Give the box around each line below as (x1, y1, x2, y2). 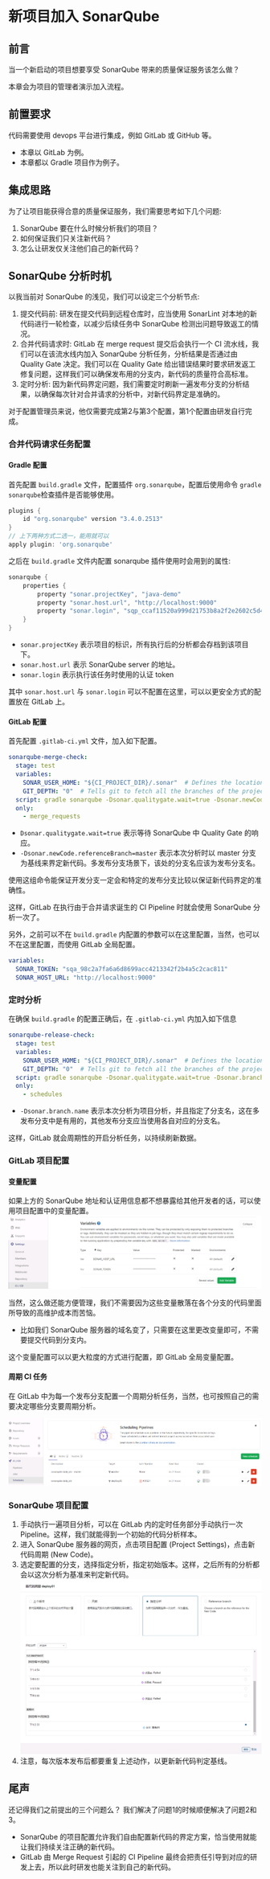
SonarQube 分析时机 (8, 269, 112, 283)
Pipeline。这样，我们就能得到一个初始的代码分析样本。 (19, 1529, 202, 1540)
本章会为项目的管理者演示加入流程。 (8, 82, 129, 91)
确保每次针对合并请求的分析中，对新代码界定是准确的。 (41, 389, 225, 399)
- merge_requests (22, 813, 81, 821)
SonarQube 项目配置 (8, 1500, 89, 1512)
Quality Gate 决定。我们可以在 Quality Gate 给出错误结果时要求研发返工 (19, 359, 256, 369)
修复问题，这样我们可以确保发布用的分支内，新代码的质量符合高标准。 (19, 369, 253, 379)
